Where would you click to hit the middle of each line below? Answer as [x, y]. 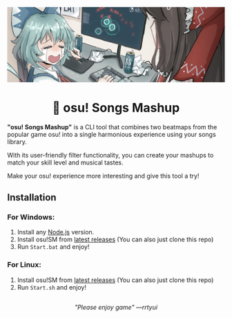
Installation [32, 197]
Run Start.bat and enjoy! [53, 247]
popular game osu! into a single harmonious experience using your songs [112, 134]
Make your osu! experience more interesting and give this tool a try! [103, 176]
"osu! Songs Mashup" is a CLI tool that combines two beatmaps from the [112, 127]
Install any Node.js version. [56, 232]
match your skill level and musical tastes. [66, 162]
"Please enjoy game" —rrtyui [116, 308]
